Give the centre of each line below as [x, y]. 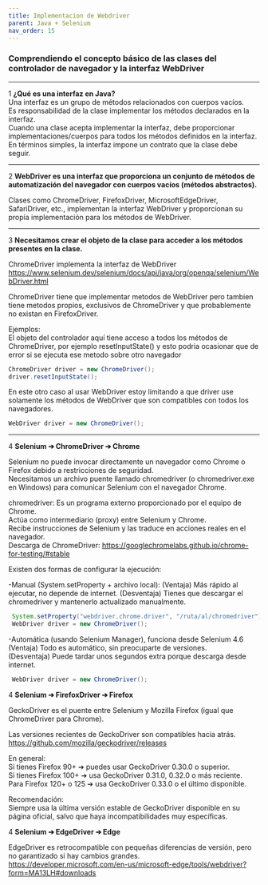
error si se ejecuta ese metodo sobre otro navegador [95, 354]
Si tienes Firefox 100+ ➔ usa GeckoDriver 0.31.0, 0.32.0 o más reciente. [126, 775]
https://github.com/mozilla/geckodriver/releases [88, 743]
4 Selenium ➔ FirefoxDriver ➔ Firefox [71, 695]
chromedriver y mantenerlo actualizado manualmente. [97, 602]
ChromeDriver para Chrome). [56, 719]
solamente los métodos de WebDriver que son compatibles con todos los [128, 400]
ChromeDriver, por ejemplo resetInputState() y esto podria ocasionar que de [134, 346]
